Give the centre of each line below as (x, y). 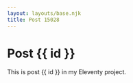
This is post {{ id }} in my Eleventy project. (67, 72)
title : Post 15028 (33, 20)
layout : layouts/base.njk (44, 13)
